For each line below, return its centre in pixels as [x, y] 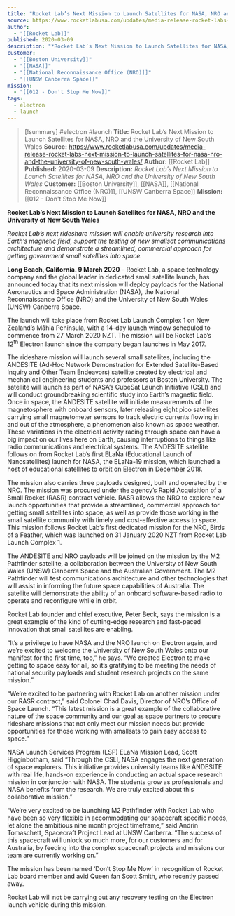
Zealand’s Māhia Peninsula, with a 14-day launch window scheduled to [109, 328]
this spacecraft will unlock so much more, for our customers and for [105, 840]
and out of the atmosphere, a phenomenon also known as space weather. [113, 425]
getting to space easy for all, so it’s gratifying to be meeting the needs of [112, 665]
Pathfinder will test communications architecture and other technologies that [117, 578]
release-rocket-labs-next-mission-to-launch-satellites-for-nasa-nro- [123, 154]
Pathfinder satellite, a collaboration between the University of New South [112, 564]
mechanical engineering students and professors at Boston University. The [115, 380]
